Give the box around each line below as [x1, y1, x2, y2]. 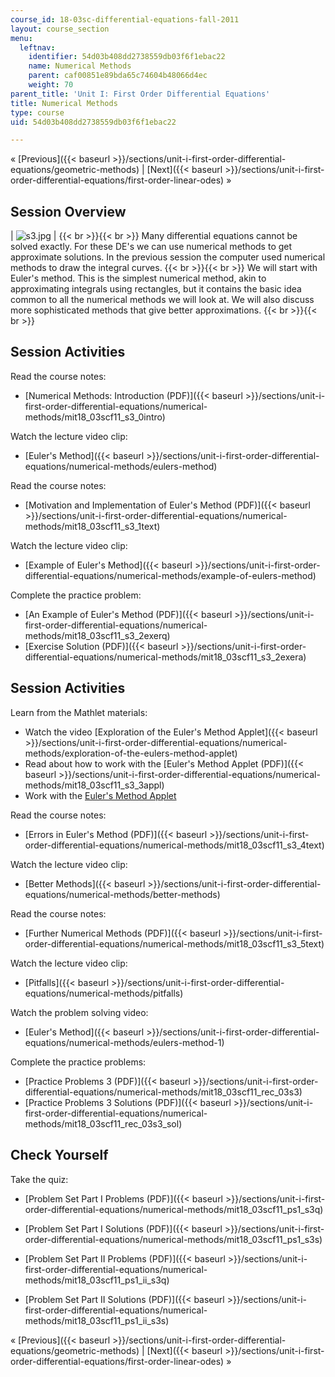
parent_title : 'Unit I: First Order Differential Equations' [10, 89, 271, 99]
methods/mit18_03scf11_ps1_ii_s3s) [24, 1314, 170, 1326]
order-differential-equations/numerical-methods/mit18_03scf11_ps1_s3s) [24, 1233, 323, 1245]
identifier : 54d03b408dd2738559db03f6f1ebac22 [28, 52, 226, 62]
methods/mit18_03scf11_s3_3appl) [24, 779, 165, 791]
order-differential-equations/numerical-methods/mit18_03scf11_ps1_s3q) [24, 1203, 324, 1215]
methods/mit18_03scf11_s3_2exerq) [24, 629, 171, 641]
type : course [10, 107, 65, 118]
